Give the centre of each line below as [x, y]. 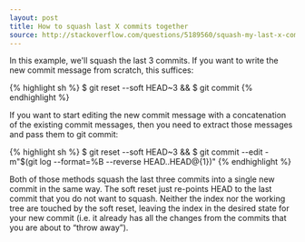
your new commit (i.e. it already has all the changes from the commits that [148, 218]
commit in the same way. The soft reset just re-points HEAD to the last [141, 189]
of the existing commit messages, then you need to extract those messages [151, 125]
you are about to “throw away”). [69, 227]
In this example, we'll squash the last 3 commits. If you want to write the [144, 61]
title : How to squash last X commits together [99, 26]
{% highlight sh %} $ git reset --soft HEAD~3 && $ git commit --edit [136, 152]
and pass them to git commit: [64, 135]
